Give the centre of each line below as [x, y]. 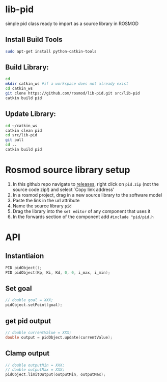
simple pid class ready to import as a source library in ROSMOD [72, 23]
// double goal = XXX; [29, 300]
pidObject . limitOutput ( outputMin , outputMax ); [55, 375]
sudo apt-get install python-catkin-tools [51, 51]
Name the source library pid [42, 206]
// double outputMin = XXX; [35, 365]
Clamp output [27, 353]
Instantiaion [25, 256]
